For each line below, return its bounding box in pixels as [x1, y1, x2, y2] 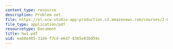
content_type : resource [5, 7, 57, 13]
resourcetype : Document [5, 27, 57, 32]
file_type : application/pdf [5, 21, 66, 27]
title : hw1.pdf [5, 31, 38, 36]
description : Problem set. [5, 12, 63, 17]
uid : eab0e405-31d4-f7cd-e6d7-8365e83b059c [5, 36, 100, 41]
